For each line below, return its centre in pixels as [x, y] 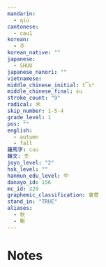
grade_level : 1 [29, 117]
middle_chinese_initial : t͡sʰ [51, 85]
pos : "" [18, 124]
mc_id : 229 [23, 189]
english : [20, 130]
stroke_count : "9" [34, 98]
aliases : [20, 208]
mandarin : [22, 14]
